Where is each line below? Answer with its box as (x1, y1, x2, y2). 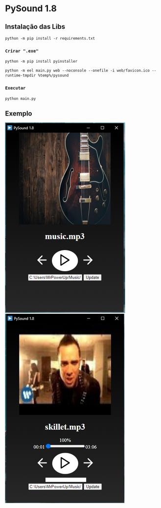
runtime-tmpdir (5, 73, 36, 78)
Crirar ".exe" (5, 48, 39, 54)
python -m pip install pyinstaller (5, 59, 78, 64)
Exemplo (5, 109, 32, 117)
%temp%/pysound (38, 73, 69, 78)
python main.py (5, 96, 36, 101)
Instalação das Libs (5, 23, 65, 31)
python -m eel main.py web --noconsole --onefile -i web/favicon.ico (5, 68, 150, 73)
